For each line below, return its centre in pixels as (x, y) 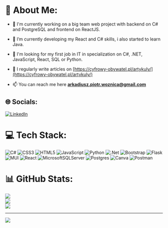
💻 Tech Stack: (36, 135)
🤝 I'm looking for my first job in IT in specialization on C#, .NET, (77, 54)
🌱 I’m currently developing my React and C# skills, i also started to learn (86, 39)
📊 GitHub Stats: (39, 179)
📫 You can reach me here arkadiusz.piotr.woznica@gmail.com (79, 84)
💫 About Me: (31, 10)
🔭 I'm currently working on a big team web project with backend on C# (85, 24)
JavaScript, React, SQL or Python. (47, 59)
